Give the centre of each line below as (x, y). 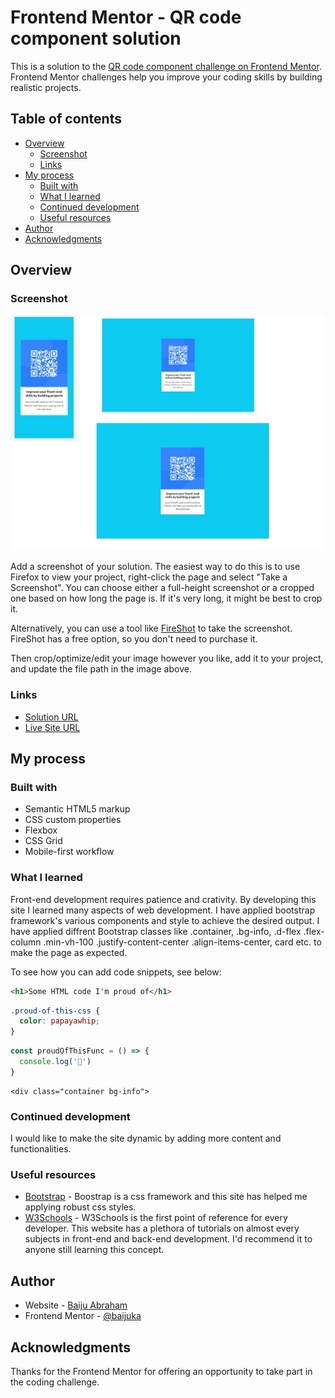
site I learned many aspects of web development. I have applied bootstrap (163, 910)
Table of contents (66, 119)
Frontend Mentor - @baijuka (83, 1316)
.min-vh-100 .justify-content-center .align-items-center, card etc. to (182, 942)
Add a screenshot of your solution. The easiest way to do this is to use (155, 567)
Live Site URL (52, 727)
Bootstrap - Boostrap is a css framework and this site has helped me (166, 1197)
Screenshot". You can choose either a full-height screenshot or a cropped (162, 588)
